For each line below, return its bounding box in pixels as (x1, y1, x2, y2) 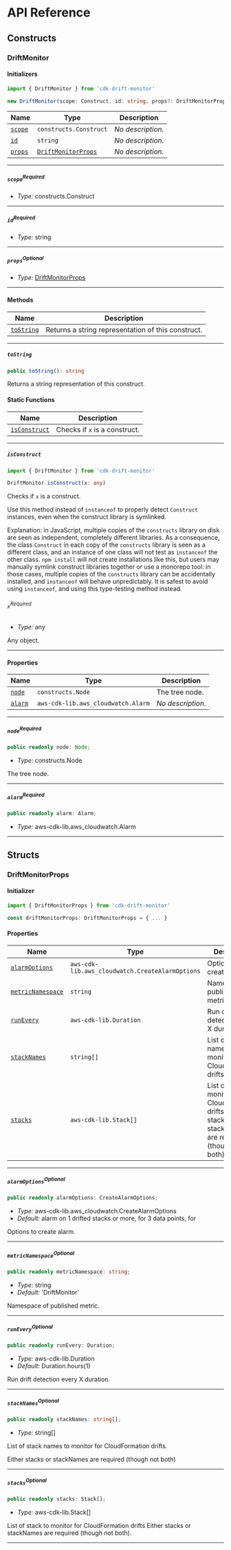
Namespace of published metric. (7, 1301, 100, 1310)
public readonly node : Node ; (7, 744, 91, 751)
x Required (7, 600, 32, 610)
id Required (7, 214, 36, 224)
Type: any (16, 623, 46, 631)
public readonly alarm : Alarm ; (7, 810, 97, 817)
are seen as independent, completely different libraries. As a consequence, (7, 534, 220, 542)
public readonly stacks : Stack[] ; (7, 1496, 107, 1502)
